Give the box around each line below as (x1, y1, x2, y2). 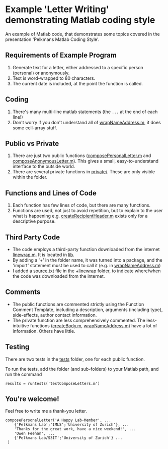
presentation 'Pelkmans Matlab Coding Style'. (5, 36, 100, 42)
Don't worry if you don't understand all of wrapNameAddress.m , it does (12, 119, 161, 125)
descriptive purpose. (12, 218, 56, 224)
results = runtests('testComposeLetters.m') (5, 381, 100, 386)
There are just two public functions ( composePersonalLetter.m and (12, 153, 151, 159)
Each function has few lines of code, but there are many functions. (12, 202, 151, 208)
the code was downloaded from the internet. (12, 273, 105, 279)
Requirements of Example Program (5, 51, 117, 60)
